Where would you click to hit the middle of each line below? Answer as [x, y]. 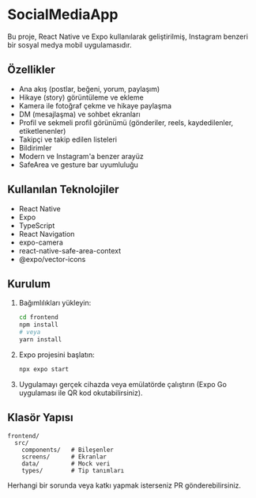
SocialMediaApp [63, 15]
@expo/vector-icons [52, 259]
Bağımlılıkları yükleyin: [55, 303]
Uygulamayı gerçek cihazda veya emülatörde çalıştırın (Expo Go [122, 384]
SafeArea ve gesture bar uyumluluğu [79, 165]
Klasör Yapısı [40, 418]
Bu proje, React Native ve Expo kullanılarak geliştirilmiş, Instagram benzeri [128, 36]
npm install [38, 325]
